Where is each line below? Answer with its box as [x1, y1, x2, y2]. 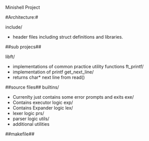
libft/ [5, 53, 15, 60]
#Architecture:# [5, 14, 38, 20]
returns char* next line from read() [12, 74, 85, 80]
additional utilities [12, 121, 50, 127]
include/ [5, 24, 23, 30]
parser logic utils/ [12, 116, 50, 122]
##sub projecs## [5, 44, 42, 50]
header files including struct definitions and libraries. [12, 34, 124, 40]
